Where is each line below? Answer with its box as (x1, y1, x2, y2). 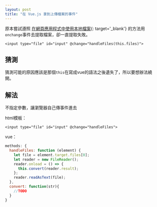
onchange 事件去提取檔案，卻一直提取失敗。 (5, 32, 90, 37)
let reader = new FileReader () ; (14, 157, 79, 162)
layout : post (5, 7, 31, 12)
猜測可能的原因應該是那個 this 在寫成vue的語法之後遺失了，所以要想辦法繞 (5, 69, 152, 75)
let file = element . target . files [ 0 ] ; (14, 152, 90, 158)
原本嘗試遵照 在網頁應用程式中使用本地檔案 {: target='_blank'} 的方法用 (5, 25, 145, 32)
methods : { (5, 143, 27, 148)
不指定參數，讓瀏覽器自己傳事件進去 (5, 105, 77, 111)
